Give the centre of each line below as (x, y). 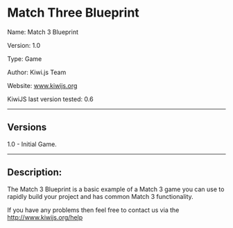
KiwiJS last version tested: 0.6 (50, 99)
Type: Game (25, 59)
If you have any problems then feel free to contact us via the (93, 210)
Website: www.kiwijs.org (42, 85)
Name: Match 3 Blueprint (43, 32)
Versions (27, 127)
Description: (35, 172)
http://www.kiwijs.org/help (45, 217)
